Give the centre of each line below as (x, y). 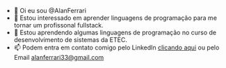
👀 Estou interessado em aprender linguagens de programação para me (115, 18)
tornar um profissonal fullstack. (59, 25)
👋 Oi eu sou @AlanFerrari (50, 11)
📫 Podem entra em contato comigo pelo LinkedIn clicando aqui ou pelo (116, 47)
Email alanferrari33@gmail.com (59, 57)
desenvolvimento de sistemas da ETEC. (70, 40)
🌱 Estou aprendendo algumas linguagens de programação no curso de (115, 32)
